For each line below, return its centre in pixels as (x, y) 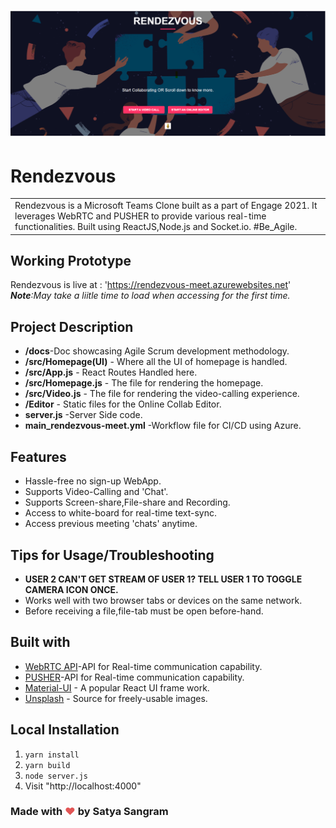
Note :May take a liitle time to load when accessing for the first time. (150, 296)
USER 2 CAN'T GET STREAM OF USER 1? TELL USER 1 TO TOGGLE (163, 579)
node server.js (56, 776)
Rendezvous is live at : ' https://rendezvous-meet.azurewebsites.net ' (151, 285)
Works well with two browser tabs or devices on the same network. (163, 600)
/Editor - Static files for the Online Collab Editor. (123, 404)
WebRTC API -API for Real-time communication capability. (143, 666)
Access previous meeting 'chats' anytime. (111, 524)
